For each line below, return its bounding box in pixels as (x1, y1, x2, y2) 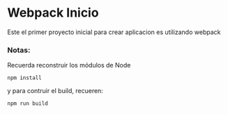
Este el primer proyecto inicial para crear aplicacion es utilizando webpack (7, 28, 221, 36)
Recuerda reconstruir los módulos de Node (7, 61, 131, 70)
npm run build (7, 100, 49, 107)
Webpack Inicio (7, 5, 99, 21)
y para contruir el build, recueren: (7, 87, 103, 95)
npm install (7, 74, 42, 81)
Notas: (7, 45, 31, 55)
